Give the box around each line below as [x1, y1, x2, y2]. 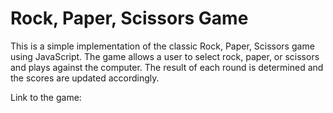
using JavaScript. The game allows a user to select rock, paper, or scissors [10, 50, 320, 62]
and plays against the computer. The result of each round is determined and [10, 61, 324, 73]
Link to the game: [10, 91, 82, 103]
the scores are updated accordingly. [10, 72, 160, 84]
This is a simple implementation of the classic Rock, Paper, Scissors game [10, 40, 315, 52]
